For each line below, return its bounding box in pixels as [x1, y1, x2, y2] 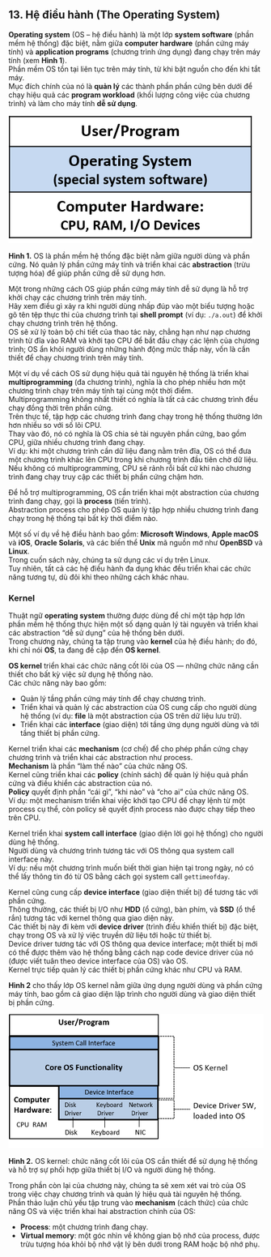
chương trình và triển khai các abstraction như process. [8, 753, 193, 763]
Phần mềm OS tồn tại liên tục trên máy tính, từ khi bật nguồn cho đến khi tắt [8, 64, 260, 74]
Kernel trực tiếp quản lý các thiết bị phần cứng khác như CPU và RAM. [8, 965, 243, 975]
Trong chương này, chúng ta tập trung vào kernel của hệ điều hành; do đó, [8, 637, 257, 647]
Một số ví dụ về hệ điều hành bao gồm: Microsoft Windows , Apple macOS [8, 528, 259, 539]
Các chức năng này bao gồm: [8, 678, 107, 688]
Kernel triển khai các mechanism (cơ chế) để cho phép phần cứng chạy [8, 744, 248, 754]
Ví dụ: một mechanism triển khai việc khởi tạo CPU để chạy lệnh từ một [8, 796, 245, 806]
